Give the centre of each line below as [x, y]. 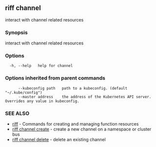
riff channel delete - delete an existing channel [59, 139]
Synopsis [16, 32]
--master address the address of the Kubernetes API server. [85, 97]
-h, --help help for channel [41, 66]
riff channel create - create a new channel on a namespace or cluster [82, 129]
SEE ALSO [17, 113]
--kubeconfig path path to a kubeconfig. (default [73, 88]
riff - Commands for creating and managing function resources [75, 124]
